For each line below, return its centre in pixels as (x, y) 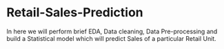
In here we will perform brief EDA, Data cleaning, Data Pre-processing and (112, 31)
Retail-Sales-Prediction (75, 13)
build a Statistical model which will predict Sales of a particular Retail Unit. (111, 38)
